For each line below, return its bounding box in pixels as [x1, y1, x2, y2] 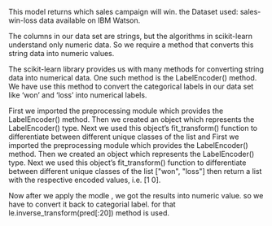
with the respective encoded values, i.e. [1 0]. [8, 175, 161, 185]
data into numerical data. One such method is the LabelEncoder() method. [8, 73, 257, 82]
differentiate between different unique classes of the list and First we [8, 132, 239, 141]
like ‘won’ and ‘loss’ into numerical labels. [8, 90, 147, 100]
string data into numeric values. [8, 49, 115, 58]
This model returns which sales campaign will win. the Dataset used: [8, 7, 239, 16]
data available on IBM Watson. [39, 15, 141, 25]
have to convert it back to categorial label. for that [8, 199, 177, 209]
